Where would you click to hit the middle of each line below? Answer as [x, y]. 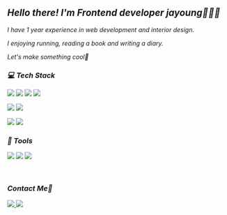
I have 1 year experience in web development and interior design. [101, 29]
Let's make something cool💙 [48, 57]
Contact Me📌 [30, 188]
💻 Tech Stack [31, 75]
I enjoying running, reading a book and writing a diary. [85, 43]
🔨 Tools [20, 141]
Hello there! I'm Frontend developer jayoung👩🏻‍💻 [114, 13]
